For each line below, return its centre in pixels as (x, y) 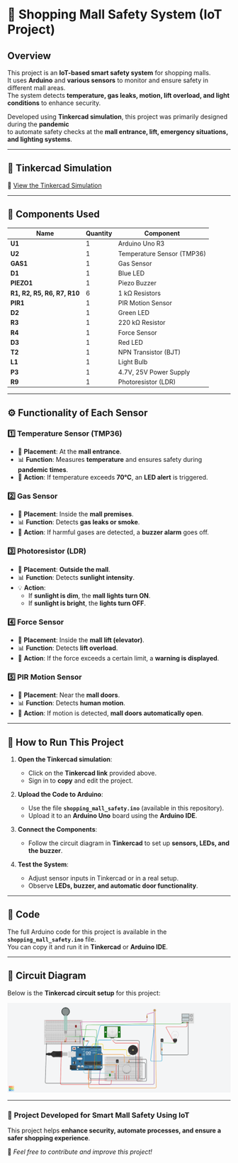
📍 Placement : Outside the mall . (64, 569)
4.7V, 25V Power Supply (154, 372)
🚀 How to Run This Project (66, 742)
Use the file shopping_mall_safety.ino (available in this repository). (126, 808)
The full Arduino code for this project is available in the (87, 932)
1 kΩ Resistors (140, 293)
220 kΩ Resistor (142, 323)
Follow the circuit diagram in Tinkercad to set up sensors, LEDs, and (129, 843)
